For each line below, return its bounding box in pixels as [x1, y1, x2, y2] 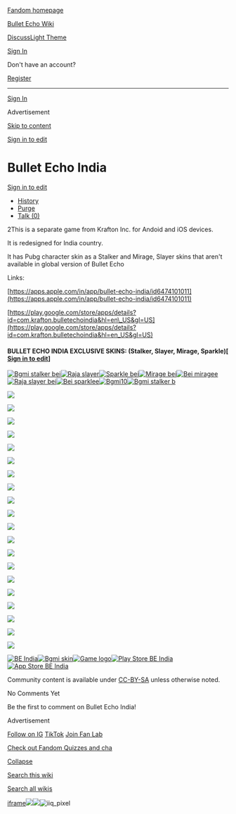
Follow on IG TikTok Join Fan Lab [7, 730, 103, 739]
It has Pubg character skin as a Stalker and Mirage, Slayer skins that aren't [7, 252, 223, 261]
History [17, 196, 39, 205]
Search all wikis [7, 784, 53, 793]
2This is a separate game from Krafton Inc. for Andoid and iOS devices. [7, 225, 214, 233]
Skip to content [7, 122, 51, 129]
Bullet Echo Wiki [7, 20, 55, 27]
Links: [7, 273, 25, 282]
